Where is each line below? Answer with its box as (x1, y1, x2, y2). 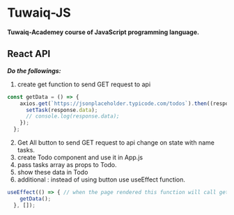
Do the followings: (7, 66, 61, 74)
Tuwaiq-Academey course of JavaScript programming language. (7, 28, 200, 36)
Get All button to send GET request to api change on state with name (17, 138, 214, 147)
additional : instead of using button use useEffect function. (17, 175, 186, 184)
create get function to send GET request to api (17, 80, 151, 88)
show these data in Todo (17, 168, 88, 176)
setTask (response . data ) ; (25, 106, 98, 113)
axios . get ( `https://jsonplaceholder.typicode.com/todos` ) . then (19, 99, 208, 107)
